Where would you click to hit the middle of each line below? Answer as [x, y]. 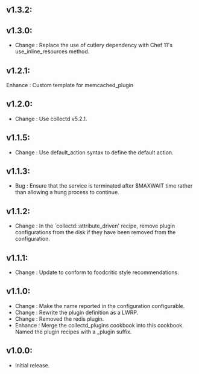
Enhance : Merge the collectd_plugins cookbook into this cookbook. [99, 325]
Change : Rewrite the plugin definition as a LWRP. [77, 312]
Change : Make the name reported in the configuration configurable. [100, 306]
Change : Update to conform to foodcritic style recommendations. [97, 272]
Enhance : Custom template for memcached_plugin [70, 85]
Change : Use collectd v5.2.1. [51, 119]
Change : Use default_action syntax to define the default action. [94, 152]
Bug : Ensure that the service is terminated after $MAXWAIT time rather [104, 186]
